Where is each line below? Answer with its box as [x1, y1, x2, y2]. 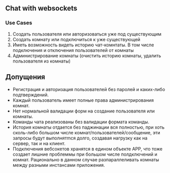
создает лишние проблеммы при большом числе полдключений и [12, 151, 157, 157]
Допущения [5, 73, 46, 81]
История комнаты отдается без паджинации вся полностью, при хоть [12, 124, 165, 130]
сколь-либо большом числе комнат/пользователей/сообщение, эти [12, 129, 161, 135]
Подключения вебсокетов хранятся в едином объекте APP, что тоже [12, 146, 163, 152]
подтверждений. [12, 92, 49, 98]
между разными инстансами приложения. [12, 162, 105, 168]
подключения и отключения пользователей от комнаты [12, 47, 134, 53]
